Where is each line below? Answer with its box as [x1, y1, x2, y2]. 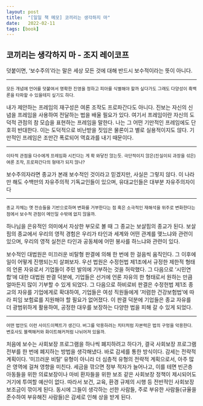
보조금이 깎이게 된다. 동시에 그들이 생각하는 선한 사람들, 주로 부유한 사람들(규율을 [6, 386, 197, 393]
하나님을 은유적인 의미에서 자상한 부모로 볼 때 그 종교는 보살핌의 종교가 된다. [6, 222, 185, 230]
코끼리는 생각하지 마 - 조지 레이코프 [6, 50, 129, 60]
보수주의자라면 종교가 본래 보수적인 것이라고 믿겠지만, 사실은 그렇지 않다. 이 [6, 171, 184, 178]
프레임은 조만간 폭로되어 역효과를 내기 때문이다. [22, 134, 134, 141]
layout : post [6, 8, 39, 15]
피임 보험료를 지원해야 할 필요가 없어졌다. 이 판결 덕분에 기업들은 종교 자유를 [12, 296, 192, 304]
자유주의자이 [165, 178, 195, 185]
